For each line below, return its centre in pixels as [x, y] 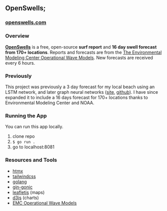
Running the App [26, 116]
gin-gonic [22, 187]
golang [19, 181]
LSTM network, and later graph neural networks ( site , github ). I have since [82, 92]
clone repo [23, 136]
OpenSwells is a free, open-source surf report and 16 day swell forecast [81, 47]
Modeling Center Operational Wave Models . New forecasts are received [79, 58]
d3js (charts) [25, 197]
